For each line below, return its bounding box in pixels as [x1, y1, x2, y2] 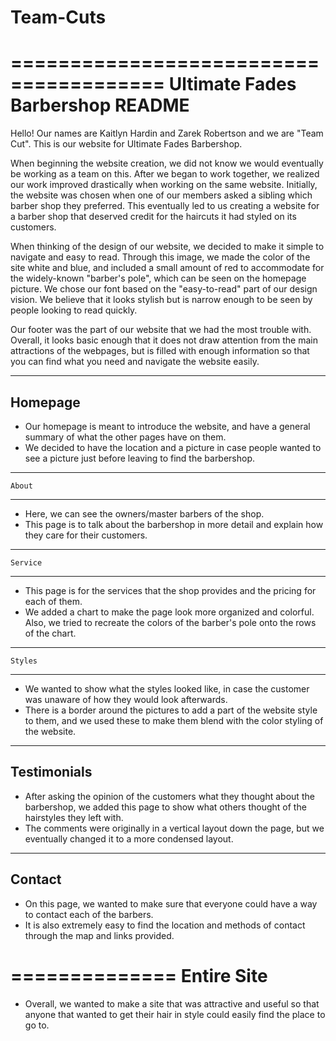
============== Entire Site [10, 964, 268, 987]
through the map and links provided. [24, 929, 175, 941]
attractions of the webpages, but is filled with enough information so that [10, 345, 310, 357]
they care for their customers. [24, 529, 148, 541]
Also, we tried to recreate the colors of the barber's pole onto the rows [24, 616, 317, 628]
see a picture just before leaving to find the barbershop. [24, 452, 256, 464]
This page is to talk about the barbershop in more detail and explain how [24, 518, 324, 530]
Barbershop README [10, 94, 190, 117]
